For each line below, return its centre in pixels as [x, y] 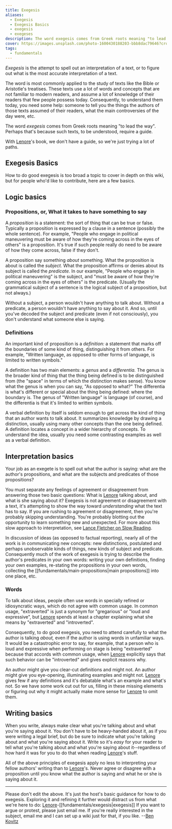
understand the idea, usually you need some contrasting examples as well [83, 435]
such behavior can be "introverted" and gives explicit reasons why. [76, 660]
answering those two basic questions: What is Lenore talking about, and [81, 495]
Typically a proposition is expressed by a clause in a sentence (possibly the [85, 228]
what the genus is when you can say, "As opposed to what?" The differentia [85, 387]
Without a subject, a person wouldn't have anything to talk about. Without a [85, 303]
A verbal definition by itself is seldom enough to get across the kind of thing [85, 413]
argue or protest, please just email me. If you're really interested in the [79, 810]
